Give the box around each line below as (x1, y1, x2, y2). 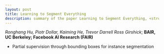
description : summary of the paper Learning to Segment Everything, (5, 16, 147, 21)
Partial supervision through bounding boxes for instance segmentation (12, 44, 154, 50)
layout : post (5, 7, 32, 12)
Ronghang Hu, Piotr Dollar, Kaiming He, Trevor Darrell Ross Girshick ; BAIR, (5, 29, 156, 35)
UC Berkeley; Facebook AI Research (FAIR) (5, 34, 94, 40)
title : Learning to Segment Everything (5, 12, 86, 16)
